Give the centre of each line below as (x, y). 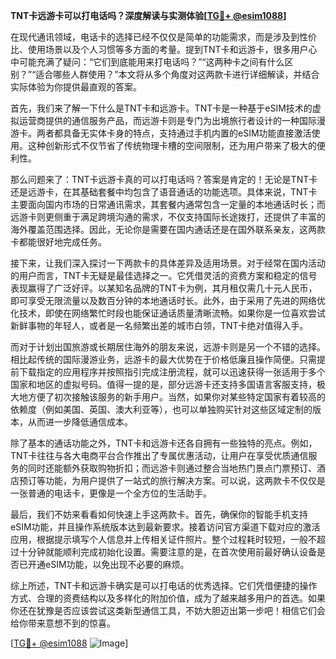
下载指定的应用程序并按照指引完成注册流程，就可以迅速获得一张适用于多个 (172, 372)
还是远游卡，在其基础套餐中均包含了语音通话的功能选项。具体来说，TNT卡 (164, 192)
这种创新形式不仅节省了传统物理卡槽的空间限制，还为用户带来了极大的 (172, 145)
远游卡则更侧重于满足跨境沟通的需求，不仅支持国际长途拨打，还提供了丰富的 (168, 217)
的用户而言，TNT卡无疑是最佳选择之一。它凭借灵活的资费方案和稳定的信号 (164, 275)
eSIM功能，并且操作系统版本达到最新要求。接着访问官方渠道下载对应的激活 (165, 527)
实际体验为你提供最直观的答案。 (76, 87)
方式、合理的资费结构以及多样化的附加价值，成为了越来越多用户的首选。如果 (168, 598)
